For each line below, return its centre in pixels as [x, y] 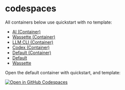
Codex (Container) [31, 47]
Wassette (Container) [34, 37]
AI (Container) [26, 31]
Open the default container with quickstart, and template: [63, 72]
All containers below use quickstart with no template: [59, 22]
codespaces [31, 9]
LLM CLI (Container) [33, 42]
